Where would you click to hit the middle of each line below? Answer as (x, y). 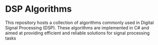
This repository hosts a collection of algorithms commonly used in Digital (79, 22)
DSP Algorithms (38, 9)
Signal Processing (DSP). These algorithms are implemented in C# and (77, 27)
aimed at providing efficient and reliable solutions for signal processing (78, 33)
